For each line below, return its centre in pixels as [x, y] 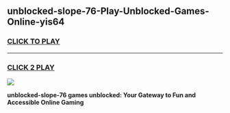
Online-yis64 [36, 22]
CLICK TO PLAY [34, 42]
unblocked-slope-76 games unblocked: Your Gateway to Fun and [102, 95]
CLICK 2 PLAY [31, 67]
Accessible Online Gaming [46, 102]
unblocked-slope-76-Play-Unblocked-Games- [108, 11]
